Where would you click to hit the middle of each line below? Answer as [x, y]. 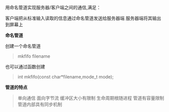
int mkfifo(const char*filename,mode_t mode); [66, 77]
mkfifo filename [34, 56]
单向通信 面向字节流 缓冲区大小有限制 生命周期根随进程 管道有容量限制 [91, 98]
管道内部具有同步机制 [40, 104]
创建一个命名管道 [23, 46]
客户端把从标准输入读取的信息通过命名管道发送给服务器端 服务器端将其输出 [83, 18]
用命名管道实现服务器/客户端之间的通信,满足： [53, 7]
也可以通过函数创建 [25, 67]
